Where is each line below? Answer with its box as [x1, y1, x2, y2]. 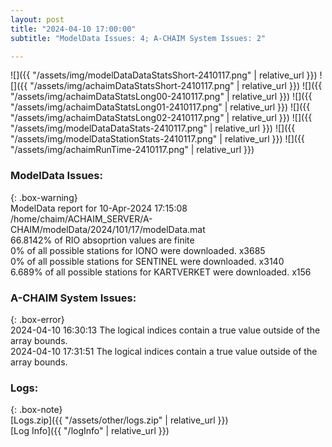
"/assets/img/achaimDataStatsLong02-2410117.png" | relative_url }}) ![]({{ [10, 112, 313, 124]
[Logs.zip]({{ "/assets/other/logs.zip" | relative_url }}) [10, 414, 229, 426]
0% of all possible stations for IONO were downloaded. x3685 [10, 244, 266, 256]
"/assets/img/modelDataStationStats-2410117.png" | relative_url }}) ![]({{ [10, 133, 305, 145]
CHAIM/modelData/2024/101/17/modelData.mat [10, 223, 206, 235]
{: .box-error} [10, 313, 65, 325]
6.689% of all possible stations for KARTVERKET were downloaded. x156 [10, 266, 312, 278]
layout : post [10, 14, 65, 25]
